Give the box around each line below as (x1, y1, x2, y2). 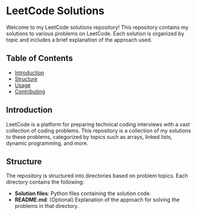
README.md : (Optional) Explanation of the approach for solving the (14, 196, 180, 203)
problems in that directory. (14, 203, 79, 210)
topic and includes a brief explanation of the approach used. (6, 36, 152, 43)
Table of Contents (6, 53, 74, 63)
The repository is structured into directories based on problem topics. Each (6, 172, 188, 180)
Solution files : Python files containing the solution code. (14, 190, 152, 197)
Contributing (14, 87, 45, 95)
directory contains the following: (6, 178, 85, 185)
